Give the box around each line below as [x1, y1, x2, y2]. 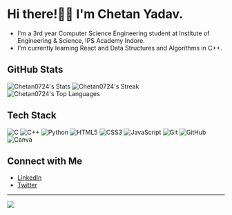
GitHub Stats [7, 64, 64, 75]
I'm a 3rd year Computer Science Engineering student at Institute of [17, 29, 210, 37]
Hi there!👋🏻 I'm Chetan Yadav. [7, 6, 184, 22]
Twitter [17, 181, 38, 189]
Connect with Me [7, 155, 83, 167]
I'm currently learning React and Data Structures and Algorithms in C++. [17, 44, 222, 52]
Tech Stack [7, 110, 57, 122]
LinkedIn [17, 174, 42, 182]
